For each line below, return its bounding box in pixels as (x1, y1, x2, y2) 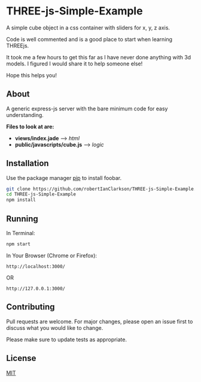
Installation (6, 158, 49, 169)
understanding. (6, 111, 44, 118)
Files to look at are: (6, 123, 54, 130)
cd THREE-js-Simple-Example (6, 191, 77, 197)
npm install (6, 197, 36, 203)
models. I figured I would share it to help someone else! (6, 60, 143, 67)
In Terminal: (6, 230, 35, 236)
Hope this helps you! (6, 71, 57, 79)
